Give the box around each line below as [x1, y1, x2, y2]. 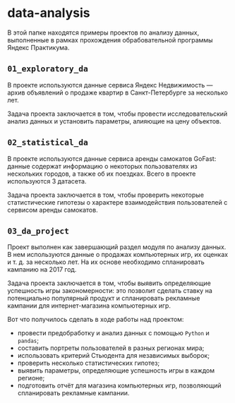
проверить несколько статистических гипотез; [17, 359, 160, 368]
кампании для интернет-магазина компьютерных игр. [7, 301, 171, 310]
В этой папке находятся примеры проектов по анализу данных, [7, 28, 200, 37]
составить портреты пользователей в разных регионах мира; [17, 344, 205, 352]
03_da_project [7, 226, 69, 236]
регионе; [17, 374, 45, 383]
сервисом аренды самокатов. [7, 205, 98, 214]
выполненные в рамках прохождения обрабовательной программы [7, 35, 213, 44]
